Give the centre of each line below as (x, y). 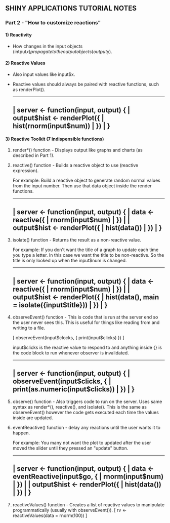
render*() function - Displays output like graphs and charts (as (77, 150)
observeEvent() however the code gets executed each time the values (86, 412)
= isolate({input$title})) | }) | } (60, 305)
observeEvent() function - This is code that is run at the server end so (85, 317)
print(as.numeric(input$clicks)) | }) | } (74, 389)
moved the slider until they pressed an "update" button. (70, 448)
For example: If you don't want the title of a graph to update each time (86, 250)
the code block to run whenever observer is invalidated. (71, 353)
